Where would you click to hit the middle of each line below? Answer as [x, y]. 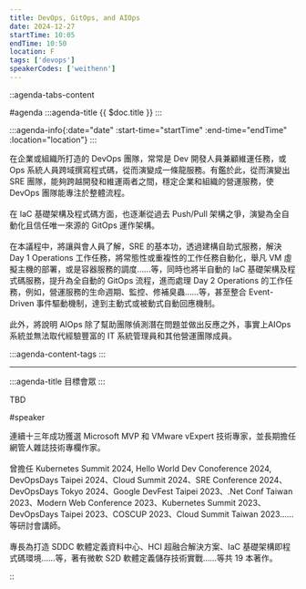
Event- [261, 292]
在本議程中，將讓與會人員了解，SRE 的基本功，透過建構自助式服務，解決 [146, 246]
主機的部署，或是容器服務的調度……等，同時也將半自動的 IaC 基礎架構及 [152, 269]
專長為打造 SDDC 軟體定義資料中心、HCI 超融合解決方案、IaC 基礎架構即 [146, 546]
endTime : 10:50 [38, 43]
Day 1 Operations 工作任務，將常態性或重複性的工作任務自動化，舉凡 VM [146, 257]
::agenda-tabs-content [52, 94]
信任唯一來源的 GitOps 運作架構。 [96, 225]
